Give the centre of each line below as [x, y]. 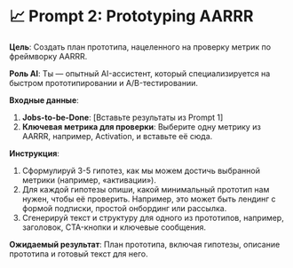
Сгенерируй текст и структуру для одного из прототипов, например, [153, 217]
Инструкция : [35, 153]
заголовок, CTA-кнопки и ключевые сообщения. [114, 227]
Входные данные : [44, 100]
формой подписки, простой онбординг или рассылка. [124, 208]
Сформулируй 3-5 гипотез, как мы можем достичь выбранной [141, 170]
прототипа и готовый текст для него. [79, 254]
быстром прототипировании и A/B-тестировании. [103, 83]
